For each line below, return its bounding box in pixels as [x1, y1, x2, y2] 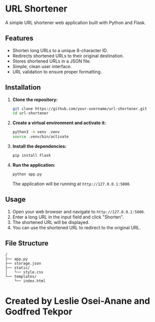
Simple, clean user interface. [12, 63, 72, 69]
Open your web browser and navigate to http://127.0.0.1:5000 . [12, 208, 145, 214]
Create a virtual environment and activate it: [12, 120, 106, 126]
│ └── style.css [5, 270, 43, 275]
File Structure [5, 239, 48, 248]
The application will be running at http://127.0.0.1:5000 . [12, 181, 131, 187]
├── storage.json [5, 261, 41, 266]
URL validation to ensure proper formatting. [12, 69, 102, 75]
